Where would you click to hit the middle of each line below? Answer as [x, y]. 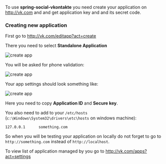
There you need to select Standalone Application [56, 46]
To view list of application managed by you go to [55, 151]
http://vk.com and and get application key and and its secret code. [73, 12]
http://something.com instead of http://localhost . [57, 142]
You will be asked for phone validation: [45, 65]
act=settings [18, 157]
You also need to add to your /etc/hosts [46, 113]
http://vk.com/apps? [126, 151]
